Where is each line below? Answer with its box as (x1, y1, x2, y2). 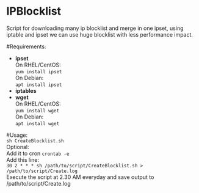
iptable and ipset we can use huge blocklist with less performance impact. (6, 31, 194, 38)
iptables (15, 87, 37, 94)
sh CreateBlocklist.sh (6, 137, 64, 144)
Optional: (6, 143, 29, 150)
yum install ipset (15, 68, 62, 75)
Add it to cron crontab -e (6, 150, 70, 157)
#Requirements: (6, 43, 46, 50)
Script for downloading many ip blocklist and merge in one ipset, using (6, 24, 184, 32)
